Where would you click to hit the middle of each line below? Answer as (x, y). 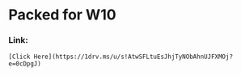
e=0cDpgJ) (25, 64)
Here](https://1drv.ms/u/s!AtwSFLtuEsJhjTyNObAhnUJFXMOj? (133, 57)
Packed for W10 (62, 15)
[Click (19, 57)
